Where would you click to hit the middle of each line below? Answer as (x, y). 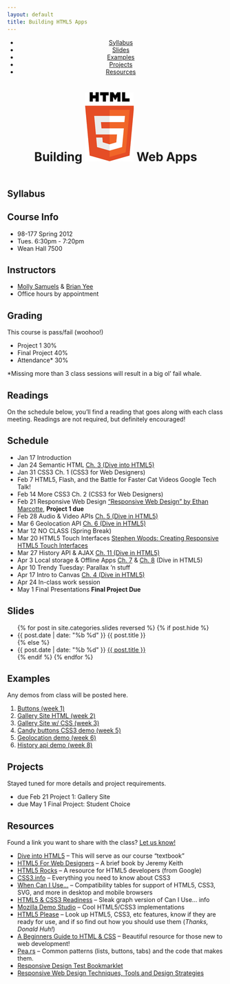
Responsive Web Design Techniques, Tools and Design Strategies (111, 973)
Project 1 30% (37, 345)
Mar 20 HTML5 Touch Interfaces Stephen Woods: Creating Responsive (118, 538)
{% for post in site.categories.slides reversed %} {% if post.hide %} (113, 627)
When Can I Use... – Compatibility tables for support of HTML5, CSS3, (116, 885)
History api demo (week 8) (55, 745)
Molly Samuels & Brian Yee (55, 287)
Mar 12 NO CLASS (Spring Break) (64, 530)
